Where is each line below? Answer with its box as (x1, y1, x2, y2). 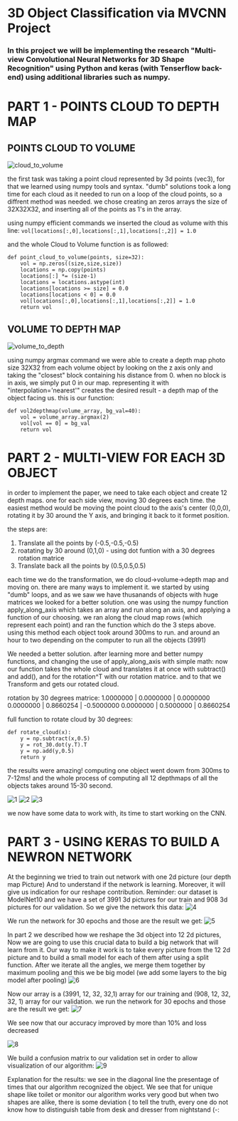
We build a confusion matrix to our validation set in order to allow (7, 1053, 198, 1062)
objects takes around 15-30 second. (7, 781, 113, 790)
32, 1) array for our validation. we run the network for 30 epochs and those (7, 997, 226, 1006)
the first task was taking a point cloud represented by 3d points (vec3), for (7, 174, 225, 183)
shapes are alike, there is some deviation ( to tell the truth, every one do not (7, 1097, 229, 1106)
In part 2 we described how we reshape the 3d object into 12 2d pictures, (7, 930, 222, 939)
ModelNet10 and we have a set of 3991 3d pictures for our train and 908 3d (7, 895, 228, 904)
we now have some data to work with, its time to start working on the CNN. (7, 808, 227, 817)
